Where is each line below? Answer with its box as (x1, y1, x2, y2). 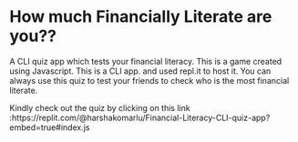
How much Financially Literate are (9, 6, 272, 27)
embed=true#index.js (9, 121, 90, 133)
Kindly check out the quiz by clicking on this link (9, 102, 190, 113)
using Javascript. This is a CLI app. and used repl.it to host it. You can (9, 66, 272, 76)
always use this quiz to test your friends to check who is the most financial (9, 75, 290, 86)
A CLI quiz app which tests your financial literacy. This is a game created (9, 56, 283, 66)
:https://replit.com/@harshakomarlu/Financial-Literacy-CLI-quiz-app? (9, 112, 271, 123)
